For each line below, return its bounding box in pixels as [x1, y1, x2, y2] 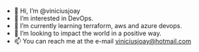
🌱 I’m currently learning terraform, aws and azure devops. [13, 22, 182, 30]
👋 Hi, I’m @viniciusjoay [13, 7, 80, 15]
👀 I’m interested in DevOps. [13, 14, 94, 22]
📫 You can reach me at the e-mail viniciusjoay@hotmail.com [13, 37, 192, 45]
